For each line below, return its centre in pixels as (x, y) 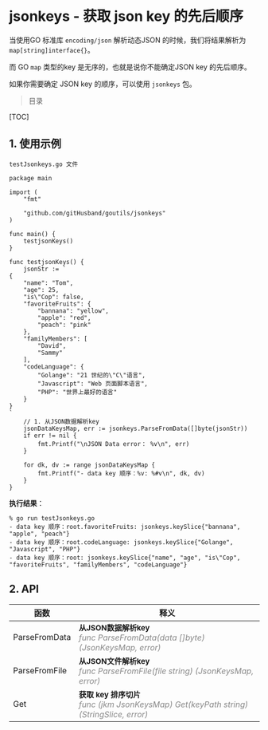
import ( (23, 192)
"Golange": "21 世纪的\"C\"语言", (92, 375)
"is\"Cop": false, (54, 297)
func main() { (33, 234)
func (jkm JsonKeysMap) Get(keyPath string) (164, 704)
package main (31, 178)
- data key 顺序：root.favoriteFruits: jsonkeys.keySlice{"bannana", (125, 527)
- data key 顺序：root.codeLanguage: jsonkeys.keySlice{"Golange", (121, 542)
